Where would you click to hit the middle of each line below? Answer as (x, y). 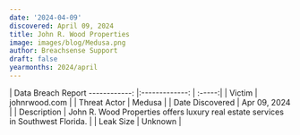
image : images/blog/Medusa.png (68, 42)
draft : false (34, 59)
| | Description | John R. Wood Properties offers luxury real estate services (147, 112)
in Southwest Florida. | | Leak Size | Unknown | (95, 121)
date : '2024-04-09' (46, 17)
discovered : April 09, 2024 (62, 26)
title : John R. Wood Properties (69, 34)
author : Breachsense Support (64, 51)
